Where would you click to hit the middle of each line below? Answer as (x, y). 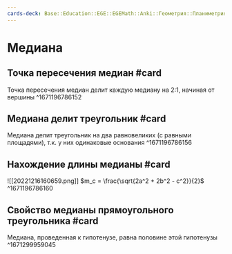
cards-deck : (24, 13)
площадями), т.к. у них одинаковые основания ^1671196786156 (99, 143)
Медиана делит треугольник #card (87, 119)
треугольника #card (53, 221)
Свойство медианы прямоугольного (90, 210)
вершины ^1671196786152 (45, 97)
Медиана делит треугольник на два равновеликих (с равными (99, 135)
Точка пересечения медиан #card (85, 73)
